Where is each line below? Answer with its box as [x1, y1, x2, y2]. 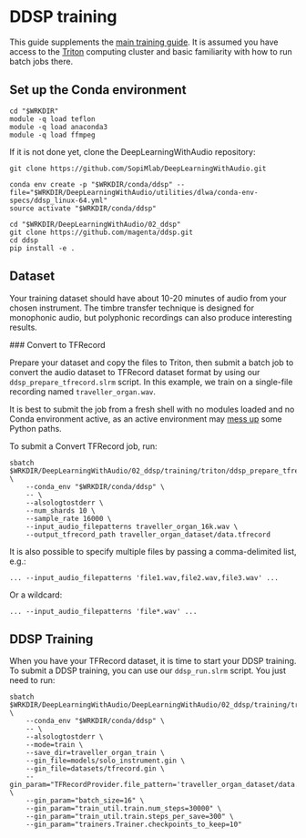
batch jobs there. [9, 56, 74, 66]
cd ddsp [9, 235, 39, 245]
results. [9, 322, 38, 332]
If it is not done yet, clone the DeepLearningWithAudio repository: [9, 146, 256, 157]
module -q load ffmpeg [9, 130, 96, 139]
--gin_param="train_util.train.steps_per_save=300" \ [25, 812, 234, 822]
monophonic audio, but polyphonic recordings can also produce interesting [9, 312, 292, 322]
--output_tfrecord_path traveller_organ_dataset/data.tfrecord [25, 530, 271, 539]
